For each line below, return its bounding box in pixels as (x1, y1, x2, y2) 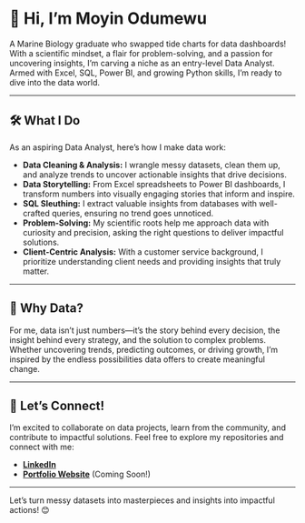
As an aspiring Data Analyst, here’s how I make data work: (9, 141, 227, 153)
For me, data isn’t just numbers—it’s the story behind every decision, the (9, 325, 280, 336)
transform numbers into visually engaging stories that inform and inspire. (22, 188, 295, 199)
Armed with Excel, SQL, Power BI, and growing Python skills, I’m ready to (9, 67, 282, 78)
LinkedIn (22, 459, 56, 470)
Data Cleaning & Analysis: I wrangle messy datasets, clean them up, (22, 159, 281, 170)
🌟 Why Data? (9, 300, 84, 317)
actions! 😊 (9, 505, 50, 516)
